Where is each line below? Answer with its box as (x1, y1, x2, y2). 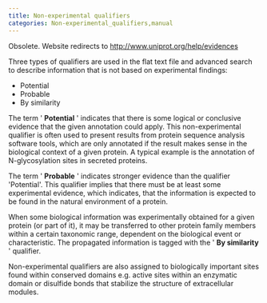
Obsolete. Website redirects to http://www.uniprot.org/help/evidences (8, 41, 238, 50)
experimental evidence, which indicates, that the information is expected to (8, 188, 256, 197)
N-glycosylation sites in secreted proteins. (8, 155, 148, 165)
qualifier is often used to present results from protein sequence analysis (8, 130, 245, 140)
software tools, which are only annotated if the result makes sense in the (8, 138, 248, 148)
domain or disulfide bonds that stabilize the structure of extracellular (8, 278, 234, 288)
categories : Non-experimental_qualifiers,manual (8, 19, 173, 27)
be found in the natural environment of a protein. (8, 197, 168, 206)
